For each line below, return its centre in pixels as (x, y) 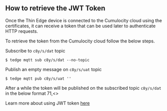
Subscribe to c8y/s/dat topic (35, 50)
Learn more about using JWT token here (48, 103)
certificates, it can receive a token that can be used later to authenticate (80, 26)
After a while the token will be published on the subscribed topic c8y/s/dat (83, 88)
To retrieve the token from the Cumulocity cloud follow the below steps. (80, 41)
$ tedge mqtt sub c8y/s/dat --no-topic (47, 60)
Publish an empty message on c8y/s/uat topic (54, 69)
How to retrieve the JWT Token (55, 8)
